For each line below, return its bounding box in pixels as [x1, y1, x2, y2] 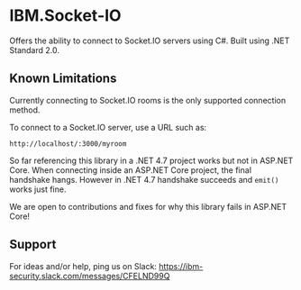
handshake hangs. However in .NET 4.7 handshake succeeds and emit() [9, 174, 279, 185]
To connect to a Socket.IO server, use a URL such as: [9, 122, 207, 132]
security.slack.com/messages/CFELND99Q [9, 270, 170, 281]
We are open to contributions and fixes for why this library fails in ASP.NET [9, 201, 287, 212]
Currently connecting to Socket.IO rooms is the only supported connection [9, 95, 287, 105]
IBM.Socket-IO [9, 5, 122, 26]
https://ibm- [159, 260, 204, 271]
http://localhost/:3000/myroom [9, 139, 127, 149]
